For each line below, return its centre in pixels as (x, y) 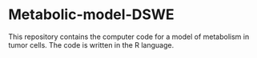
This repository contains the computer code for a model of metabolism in (129, 37)
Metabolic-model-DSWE (91, 15)
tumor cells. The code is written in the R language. (91, 44)
